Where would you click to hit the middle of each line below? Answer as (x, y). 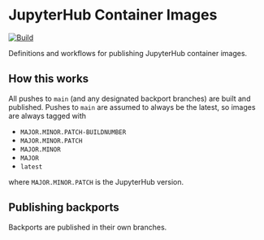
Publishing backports (64, 208)
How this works (49, 79)
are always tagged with (48, 116)
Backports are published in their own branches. (88, 227)
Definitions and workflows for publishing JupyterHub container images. (128, 53)
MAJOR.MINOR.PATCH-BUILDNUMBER (73, 132)
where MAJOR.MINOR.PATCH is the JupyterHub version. (96, 181)
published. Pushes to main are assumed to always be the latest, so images (132, 107)
